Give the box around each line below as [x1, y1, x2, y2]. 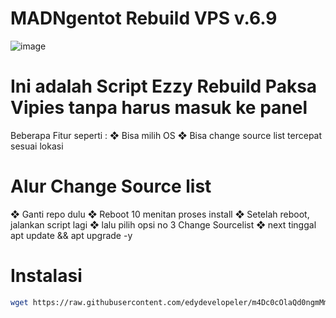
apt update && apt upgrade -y [10, 229, 133, 241]
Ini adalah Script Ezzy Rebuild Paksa [10, 75, 318, 98]
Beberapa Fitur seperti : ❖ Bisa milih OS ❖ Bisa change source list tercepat [10, 129, 323, 141]
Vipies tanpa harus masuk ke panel [10, 97, 308, 119]
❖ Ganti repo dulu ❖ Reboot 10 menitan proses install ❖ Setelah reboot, [10, 208, 310, 220]
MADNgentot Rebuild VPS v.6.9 [10, 7, 278, 30]
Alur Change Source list [10, 175, 212, 198]
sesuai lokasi [10, 140, 64, 152]
